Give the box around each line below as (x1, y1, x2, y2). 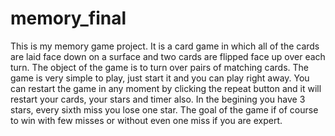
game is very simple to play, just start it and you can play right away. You (10, 72, 310, 84)
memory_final (10, 7, 127, 30)
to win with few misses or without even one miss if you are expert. (10, 114, 283, 126)
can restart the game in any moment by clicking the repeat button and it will (10, 82, 322, 94)
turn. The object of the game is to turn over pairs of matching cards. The (10, 61, 310, 73)
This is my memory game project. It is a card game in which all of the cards (10, 40, 320, 52)
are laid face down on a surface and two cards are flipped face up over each (10, 50, 326, 62)
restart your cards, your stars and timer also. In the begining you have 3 (10, 93, 306, 105)
